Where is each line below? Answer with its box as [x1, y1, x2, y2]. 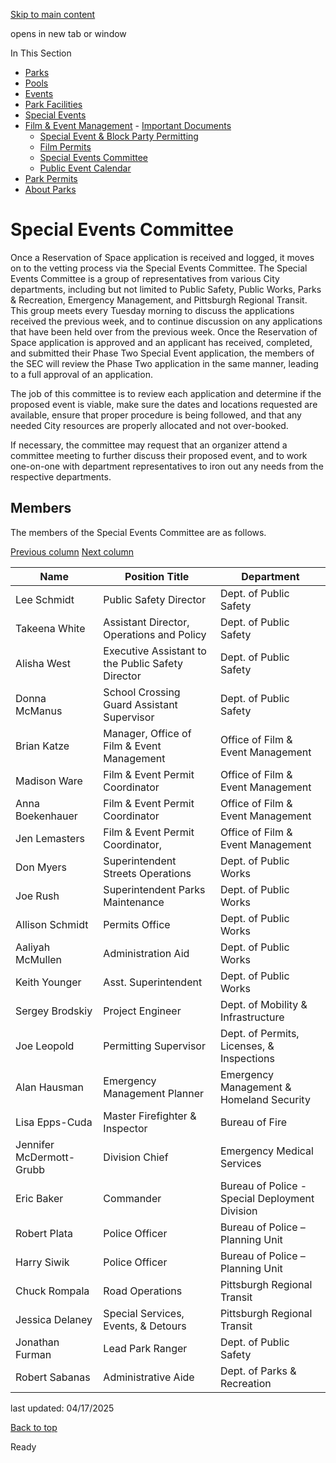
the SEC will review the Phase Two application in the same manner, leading [10, 357, 319, 369]
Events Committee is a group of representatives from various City [10, 272, 280, 284]
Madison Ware [15, 774, 83, 788]
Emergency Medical [219, 1144, 314, 1158]
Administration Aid [103, 946, 190, 960]
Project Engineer [103, 1004, 182, 1018]
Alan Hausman [15, 1080, 84, 1094]
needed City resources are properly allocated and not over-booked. [10, 419, 289, 431]
